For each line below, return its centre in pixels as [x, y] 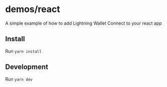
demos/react [33, 9]
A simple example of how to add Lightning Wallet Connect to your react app [83, 23]
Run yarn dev [19, 79]
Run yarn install [23, 51]
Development [27, 67]
